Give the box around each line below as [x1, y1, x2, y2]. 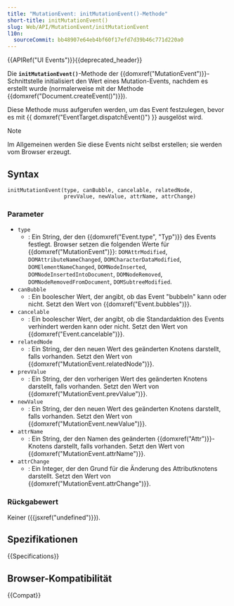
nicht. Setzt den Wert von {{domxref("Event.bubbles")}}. [27, 300, 192, 308]
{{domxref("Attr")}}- [157, 434, 216, 443]
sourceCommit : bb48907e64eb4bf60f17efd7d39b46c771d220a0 [13, 37, 184, 44]
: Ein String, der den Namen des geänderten [27, 434, 156, 443]
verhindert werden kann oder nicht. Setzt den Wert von [27, 322, 188, 331]
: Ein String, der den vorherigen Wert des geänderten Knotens [27, 374, 208, 384]
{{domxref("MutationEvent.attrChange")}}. [27, 479, 151, 488]
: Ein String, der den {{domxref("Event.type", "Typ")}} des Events [27, 233, 216, 241]
